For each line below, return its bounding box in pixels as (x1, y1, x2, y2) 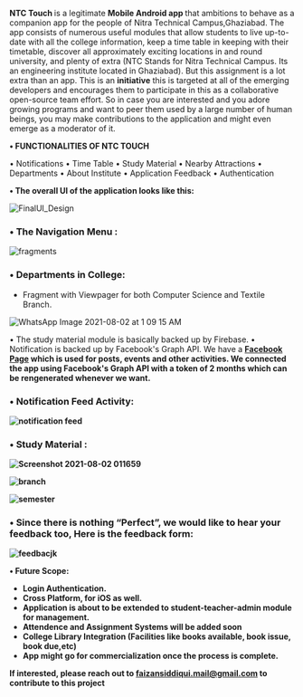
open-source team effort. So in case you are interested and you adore (9, 94, 270, 105)
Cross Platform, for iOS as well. (22, 593, 143, 604)
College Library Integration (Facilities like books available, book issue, (22, 631, 291, 642)
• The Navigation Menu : (9, 225, 118, 238)
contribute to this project (9, 678, 106, 689)
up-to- (264, 27, 289, 37)
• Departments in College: (9, 269, 126, 282)
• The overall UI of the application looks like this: (9, 186, 194, 196)
